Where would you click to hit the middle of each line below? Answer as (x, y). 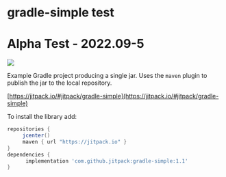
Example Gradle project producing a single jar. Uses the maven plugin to (107, 76)
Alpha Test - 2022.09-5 (76, 44)
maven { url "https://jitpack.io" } (75, 141)
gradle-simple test (61, 13)
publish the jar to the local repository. (60, 83)
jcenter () (36, 135)
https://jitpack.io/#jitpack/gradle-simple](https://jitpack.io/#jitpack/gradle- (114, 96)
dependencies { (29, 154)
